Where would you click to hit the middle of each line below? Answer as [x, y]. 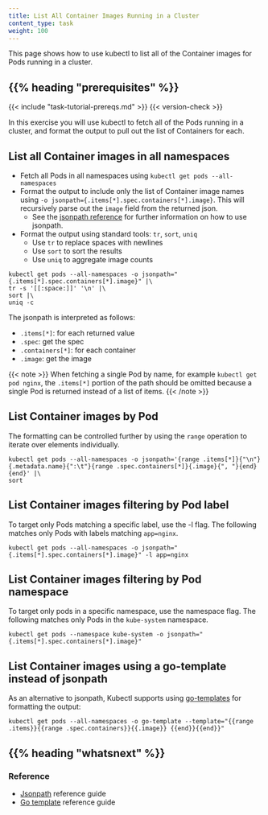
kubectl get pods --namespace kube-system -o [86, 635]
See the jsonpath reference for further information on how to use [139, 217]
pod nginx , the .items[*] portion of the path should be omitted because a [130, 383]
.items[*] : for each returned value [77, 333]
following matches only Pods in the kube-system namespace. [109, 619]
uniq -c [21, 303]
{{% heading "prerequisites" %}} [94, 87]
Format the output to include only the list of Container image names [132, 191]
